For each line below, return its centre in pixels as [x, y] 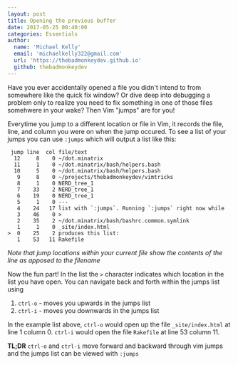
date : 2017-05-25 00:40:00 [47, 27]
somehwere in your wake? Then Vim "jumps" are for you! [91, 110]
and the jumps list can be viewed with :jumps [73, 353]
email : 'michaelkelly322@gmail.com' [68, 54]
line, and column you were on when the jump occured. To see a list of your [117, 131]
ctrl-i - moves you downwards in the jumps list [88, 310]
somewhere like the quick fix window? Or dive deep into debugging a [109, 95]
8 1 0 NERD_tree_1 [55, 183]
